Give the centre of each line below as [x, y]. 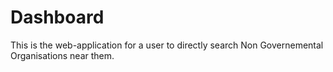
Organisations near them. [62, 55]
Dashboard [57, 17]
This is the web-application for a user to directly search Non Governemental [167, 45]
